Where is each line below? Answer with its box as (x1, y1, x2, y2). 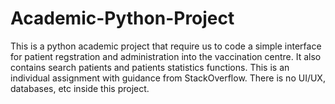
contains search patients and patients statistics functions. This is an (10, 61, 290, 73)
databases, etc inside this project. (10, 82, 150, 94)
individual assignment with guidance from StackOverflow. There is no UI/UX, (10, 72, 326, 84)
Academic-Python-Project (10, 7, 235, 30)
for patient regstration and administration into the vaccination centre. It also (10, 50, 322, 62)
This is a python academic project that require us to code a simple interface (10, 40, 322, 52)
